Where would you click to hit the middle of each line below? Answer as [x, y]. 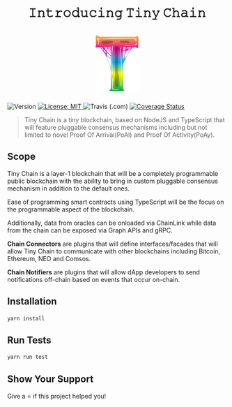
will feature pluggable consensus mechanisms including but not [116, 127]
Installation [32, 302]
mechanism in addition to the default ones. [69, 188]
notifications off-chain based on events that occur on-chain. [94, 279]
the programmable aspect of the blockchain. [71, 209]
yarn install [26, 318]
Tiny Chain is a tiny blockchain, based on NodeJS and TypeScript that [124, 119]
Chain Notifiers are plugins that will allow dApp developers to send [104, 272]
